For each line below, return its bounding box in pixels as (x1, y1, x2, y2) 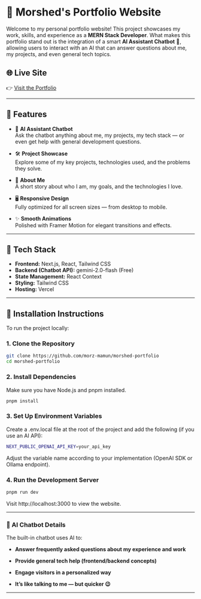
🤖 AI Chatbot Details (6, 520, 66, 528)
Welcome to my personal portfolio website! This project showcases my (6, 25, 181, 32)
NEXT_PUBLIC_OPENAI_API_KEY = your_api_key (6, 444, 111, 450)
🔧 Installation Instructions (6, 308, 104, 319)
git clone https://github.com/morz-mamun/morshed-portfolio (6, 353, 160, 359)
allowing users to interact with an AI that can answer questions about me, (6, 44, 187, 51)
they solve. (14, 164, 42, 172)
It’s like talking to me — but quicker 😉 (14, 580, 111, 588)
